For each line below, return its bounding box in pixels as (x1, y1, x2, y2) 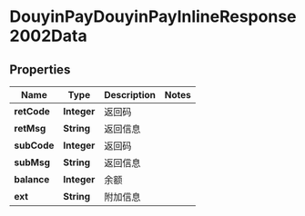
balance (14, 173, 50, 185)
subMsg (14, 156, 50, 169)
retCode (14, 105, 50, 117)
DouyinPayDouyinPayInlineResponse (9, 6, 297, 27)
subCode (14, 139, 55, 152)
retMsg (14, 123, 46, 134)
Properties (9, 62, 71, 77)
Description (104, 89, 157, 101)
